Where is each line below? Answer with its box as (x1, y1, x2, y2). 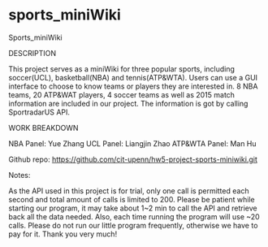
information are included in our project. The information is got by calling (8, 98, 249, 108)
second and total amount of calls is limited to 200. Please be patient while (8, 194, 255, 204)
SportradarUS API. (8, 107, 71, 117)
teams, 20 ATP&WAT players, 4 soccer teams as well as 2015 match (8, 89, 236, 99)
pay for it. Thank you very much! (8, 229, 118, 239)
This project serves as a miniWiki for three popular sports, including (8, 63, 236, 74)
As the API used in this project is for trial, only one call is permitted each (8, 185, 249, 196)
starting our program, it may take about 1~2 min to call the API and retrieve (8, 203, 257, 213)
